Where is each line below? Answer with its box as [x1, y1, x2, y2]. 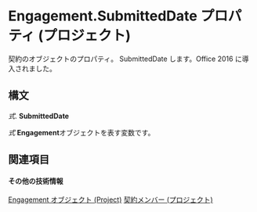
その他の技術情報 [8, 176, 63, 185]
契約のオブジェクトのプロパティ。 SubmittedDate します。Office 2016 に [8, 54, 243, 63]
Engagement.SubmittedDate [8, 7, 197, 25]
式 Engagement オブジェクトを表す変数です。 [8, 128, 155, 137]
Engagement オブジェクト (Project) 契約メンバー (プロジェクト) [8, 195, 213, 204]
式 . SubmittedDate [8, 111, 69, 120]
